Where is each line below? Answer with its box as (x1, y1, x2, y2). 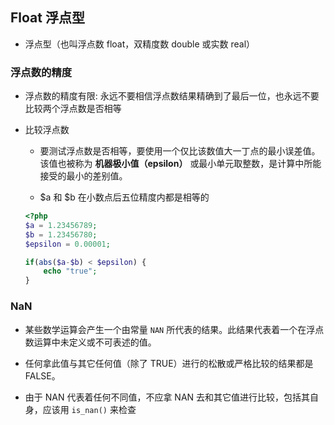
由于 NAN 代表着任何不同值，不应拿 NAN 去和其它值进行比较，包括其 (24, 391, 311, 403)
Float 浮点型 (10, 9, 85, 27)
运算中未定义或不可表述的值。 (33, 336, 157, 348)
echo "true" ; (43, 266, 98, 277)
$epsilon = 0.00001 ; (24, 239, 111, 249)
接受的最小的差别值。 (39, 170, 128, 182)
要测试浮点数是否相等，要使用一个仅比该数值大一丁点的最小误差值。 (39, 145, 321, 157)
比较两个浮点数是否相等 (24, 103, 122, 115)
